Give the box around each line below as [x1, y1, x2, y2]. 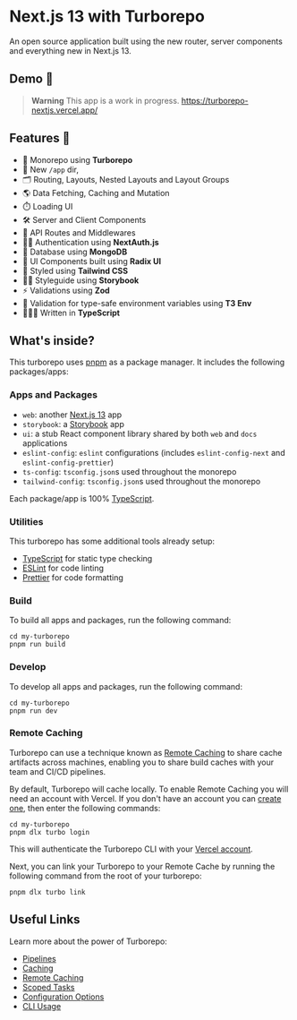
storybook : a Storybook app [21, 418, 125, 429]
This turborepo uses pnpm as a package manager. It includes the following [9, 356, 285, 368]
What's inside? [9, 333, 96, 348]
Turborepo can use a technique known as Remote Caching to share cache [9, 747, 283, 758]
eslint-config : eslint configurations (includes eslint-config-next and [21, 447, 285, 458]
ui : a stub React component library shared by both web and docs [21, 428, 258, 439]
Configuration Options [21, 991, 105, 1002]
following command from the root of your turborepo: [9, 870, 202, 881]
